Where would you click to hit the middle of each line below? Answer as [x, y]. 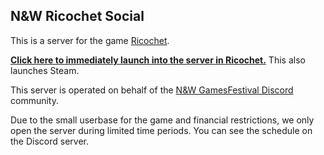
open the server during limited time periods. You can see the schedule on [161, 130]
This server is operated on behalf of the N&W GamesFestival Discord [152, 90]
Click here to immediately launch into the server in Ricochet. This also [158, 60]
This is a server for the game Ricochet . [90, 40]
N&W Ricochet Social [77, 16]
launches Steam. [45, 70]
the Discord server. [50, 141]
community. [34, 100]
